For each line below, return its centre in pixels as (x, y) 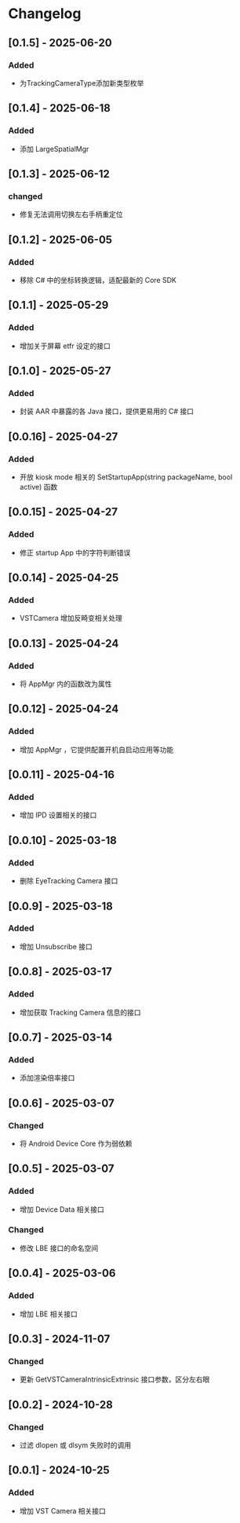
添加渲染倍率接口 (47, 1078)
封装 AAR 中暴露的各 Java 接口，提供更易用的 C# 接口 (107, 411)
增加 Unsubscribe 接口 (56, 946)
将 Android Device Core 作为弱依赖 (76, 1143)
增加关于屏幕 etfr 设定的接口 (65, 346)
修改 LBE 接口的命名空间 (59, 1248)
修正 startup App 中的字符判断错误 (75, 552)
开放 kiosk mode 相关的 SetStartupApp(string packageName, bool (126, 477)
